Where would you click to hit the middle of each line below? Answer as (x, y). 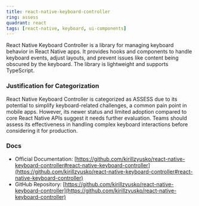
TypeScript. (20, 71)
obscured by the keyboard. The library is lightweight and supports (87, 64)
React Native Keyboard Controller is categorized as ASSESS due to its (92, 99)
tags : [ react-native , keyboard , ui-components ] (66, 28)
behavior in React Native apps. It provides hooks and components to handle (99, 52)
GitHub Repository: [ (40, 184)
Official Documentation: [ (45, 159)
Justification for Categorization (53, 86)
